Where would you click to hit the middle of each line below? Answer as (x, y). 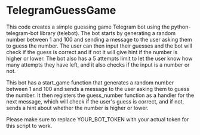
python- (181, 27)
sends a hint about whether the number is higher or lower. (77, 108)
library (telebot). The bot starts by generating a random (108, 33)
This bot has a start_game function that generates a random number (90, 82)
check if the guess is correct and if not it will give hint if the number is (92, 52)
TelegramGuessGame (61, 10)
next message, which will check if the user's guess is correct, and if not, (95, 101)
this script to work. (29, 125)
